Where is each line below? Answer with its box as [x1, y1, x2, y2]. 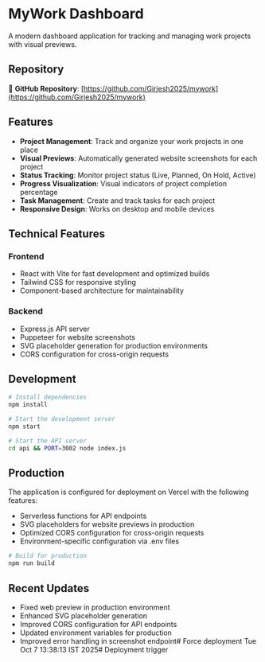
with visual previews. [8, 39, 77, 49]
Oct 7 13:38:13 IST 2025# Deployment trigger [19, 644, 169, 654]
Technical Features [8, 227, 106, 240]
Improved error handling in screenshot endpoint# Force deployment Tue [19, 636, 257, 645]
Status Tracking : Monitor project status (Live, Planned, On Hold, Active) [19, 170, 256, 180]
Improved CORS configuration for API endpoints [19, 619, 177, 629]
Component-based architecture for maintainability [19, 286, 185, 295]
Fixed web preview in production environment [19, 602, 170, 612]
